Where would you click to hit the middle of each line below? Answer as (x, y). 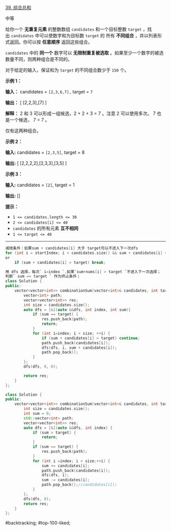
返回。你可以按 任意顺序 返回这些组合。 (51, 42)
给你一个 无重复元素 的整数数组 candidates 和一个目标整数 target (74, 29)
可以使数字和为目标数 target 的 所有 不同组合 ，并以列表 (98, 35)
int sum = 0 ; (37, 414)
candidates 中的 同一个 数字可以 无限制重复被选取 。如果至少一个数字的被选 (84, 53)
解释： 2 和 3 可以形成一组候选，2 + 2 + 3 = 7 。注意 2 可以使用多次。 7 (81, 113)
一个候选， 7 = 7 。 (30, 120)
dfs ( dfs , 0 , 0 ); (41, 367)
